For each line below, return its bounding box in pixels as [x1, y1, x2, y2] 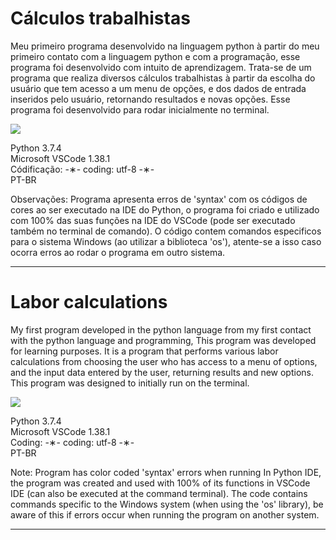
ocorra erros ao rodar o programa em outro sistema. [10, 246, 226, 258]
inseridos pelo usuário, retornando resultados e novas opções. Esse [10, 93, 291, 105]
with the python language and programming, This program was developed [10, 334, 317, 346]
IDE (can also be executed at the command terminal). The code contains [10, 487, 308, 499]
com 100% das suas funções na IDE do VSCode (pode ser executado [10, 214, 296, 226]
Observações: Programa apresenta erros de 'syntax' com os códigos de [10, 193, 308, 205]
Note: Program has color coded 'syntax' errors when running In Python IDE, [10, 466, 322, 478]
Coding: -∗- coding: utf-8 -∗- [10, 436, 135, 448]
